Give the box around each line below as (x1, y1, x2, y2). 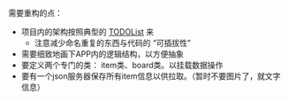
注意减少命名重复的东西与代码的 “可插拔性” (34, 38, 191, 48)
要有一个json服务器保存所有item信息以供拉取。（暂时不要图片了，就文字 (20, 71, 281, 82)
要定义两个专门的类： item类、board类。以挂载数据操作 (20, 60, 224, 70)
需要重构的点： (8, 8, 63, 18)
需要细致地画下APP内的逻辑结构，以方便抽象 (20, 49, 185, 59)
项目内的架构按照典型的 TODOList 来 (20, 27, 155, 37)
